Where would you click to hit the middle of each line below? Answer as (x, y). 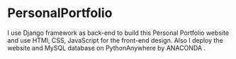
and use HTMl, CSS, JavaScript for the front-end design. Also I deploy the (115, 40)
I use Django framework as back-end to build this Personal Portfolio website (118, 33)
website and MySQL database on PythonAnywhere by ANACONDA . (107, 48)
